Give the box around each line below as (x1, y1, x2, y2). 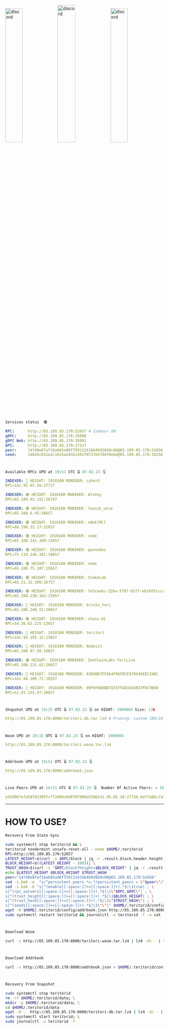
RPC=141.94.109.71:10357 (5, 676, 57, 681)
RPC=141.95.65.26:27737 (5, 483, 55, 488)
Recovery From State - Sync (5, 833, 59, 838)
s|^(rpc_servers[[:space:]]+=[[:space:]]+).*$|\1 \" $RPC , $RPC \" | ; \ (5, 889, 152, 894)
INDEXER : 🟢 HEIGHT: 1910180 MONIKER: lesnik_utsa (5, 506, 113, 511)
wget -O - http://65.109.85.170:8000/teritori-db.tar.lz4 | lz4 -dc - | (5, 1009, 163, 1015)
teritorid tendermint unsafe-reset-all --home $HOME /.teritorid (5, 846, 143, 852)
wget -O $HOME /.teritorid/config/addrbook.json (5, 908, 107, 913)
